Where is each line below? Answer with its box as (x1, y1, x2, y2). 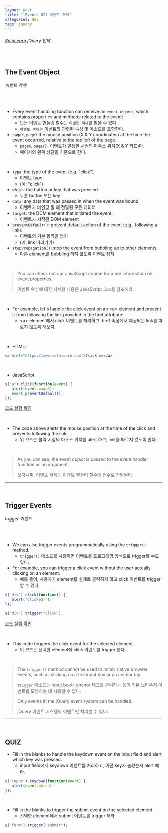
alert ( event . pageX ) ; (11, 386, 55, 391)
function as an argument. (17, 462, 69, 468)
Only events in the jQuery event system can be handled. (17, 698, 133, 704)
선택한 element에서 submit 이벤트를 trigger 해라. (19, 812, 116, 819)
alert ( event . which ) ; (11, 783, 55, 789)
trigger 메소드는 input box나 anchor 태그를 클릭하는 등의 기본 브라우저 (17, 682, 157, 688)
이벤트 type (19, 175, 43, 181)
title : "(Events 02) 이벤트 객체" (5, 12, 72, 17)
